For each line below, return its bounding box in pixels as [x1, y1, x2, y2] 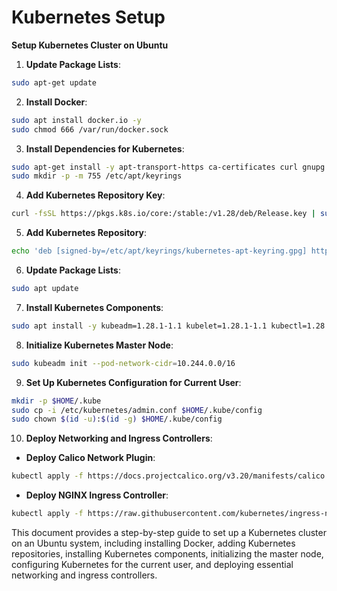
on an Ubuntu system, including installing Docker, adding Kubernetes [11, 537, 296, 550]
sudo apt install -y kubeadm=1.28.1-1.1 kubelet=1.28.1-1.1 [11, 321, 268, 331]
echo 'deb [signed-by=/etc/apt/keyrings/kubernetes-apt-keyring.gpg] [11, 246, 308, 256]
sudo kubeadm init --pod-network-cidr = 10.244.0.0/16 [11, 358, 236, 368]
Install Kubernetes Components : [25, 301, 164, 313]
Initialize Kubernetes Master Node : [25, 339, 174, 351]
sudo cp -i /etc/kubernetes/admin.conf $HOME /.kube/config [11, 405, 263, 415]
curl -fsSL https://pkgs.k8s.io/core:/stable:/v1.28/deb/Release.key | [11, 209, 316, 219]
